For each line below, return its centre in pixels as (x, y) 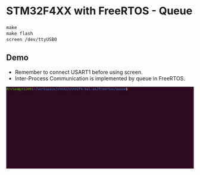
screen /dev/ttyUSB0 (32, 39)
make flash (20, 33)
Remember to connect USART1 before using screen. (79, 72)
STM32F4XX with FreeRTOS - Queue (99, 11)
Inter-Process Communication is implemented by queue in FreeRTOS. (100, 78)
